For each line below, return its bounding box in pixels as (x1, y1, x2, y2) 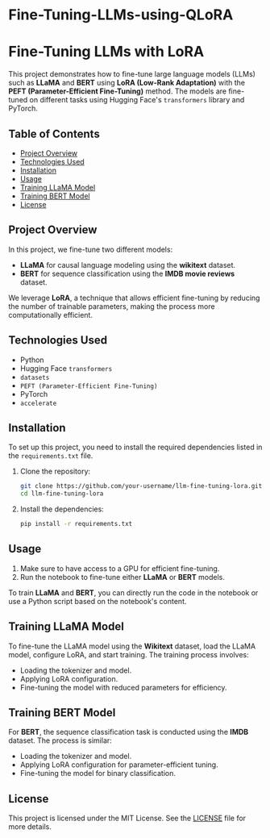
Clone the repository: (19, 466, 91, 477)
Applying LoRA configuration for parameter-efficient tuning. (19, 760, 219, 769)
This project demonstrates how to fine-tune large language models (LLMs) (8, 69, 256, 79)
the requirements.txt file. (8, 451, 93, 461)
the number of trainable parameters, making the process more (8, 301, 215, 311)
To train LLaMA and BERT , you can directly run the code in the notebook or (8, 587, 259, 598)
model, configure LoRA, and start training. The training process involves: (8, 649, 250, 659)
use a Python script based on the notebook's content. (8, 596, 187, 606)
